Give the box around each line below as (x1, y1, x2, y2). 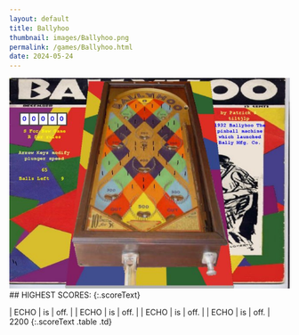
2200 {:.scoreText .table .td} (9, 316, 113, 327)
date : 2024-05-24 (9, 52, 74, 61)
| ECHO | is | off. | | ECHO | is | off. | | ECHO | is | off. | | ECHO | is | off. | (9, 307, 271, 318)
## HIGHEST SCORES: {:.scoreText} (9, 290, 141, 300)
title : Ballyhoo (9, 23, 69, 33)
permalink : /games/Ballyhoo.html (9, 43, 133, 52)
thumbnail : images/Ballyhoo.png (9, 33, 129, 42)
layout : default (9, 14, 69, 23)
